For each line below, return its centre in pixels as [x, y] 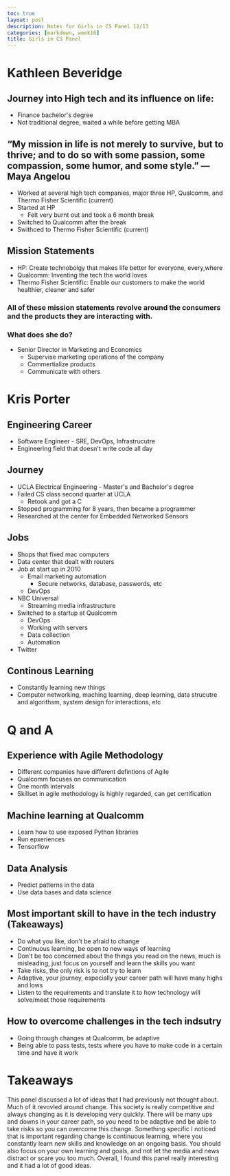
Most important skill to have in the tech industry [112, 914]
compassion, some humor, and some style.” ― [109, 166]
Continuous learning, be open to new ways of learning [94, 948]
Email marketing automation [67, 576]
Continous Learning [50, 671]
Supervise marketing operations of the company [96, 357]
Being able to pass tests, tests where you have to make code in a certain [119, 1045]
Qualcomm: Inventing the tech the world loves [82, 275]
